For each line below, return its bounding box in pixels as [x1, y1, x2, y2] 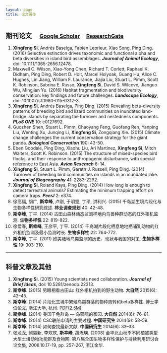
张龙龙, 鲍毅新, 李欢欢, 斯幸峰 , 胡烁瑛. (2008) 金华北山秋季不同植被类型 [12, 330, 158, 336]
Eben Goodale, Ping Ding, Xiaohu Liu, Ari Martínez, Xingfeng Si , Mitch [12, 145, 157, 151]
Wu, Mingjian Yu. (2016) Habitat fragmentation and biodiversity [12, 87, 142, 93]
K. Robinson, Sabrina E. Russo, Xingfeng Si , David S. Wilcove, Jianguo [12, 82, 158, 88]
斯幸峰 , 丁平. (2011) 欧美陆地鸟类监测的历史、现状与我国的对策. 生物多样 [12, 236, 160, 242]
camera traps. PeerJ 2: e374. [12, 193, 72, 199]
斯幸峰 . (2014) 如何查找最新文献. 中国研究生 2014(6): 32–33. [12, 324, 136, 330]
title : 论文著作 [5, 12, 36, 17]
